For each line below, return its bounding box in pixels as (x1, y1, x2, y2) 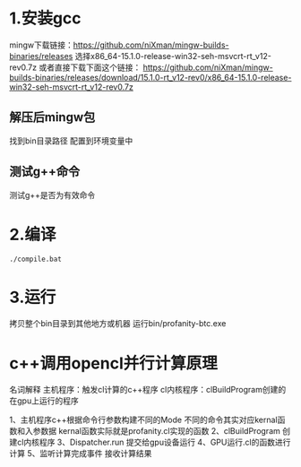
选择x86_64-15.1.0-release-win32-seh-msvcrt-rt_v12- (74, 50, 271, 61)
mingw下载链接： (9, 39, 73, 50)
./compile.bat (9, 255, 63, 264)
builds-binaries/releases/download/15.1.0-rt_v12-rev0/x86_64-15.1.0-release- (9, 72, 292, 82)
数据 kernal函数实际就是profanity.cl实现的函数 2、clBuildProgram (39, 426, 280, 437)
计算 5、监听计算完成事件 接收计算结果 (9, 448, 152, 459)
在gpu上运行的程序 (9, 395, 79, 406)
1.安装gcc (9, 8, 82, 29)
